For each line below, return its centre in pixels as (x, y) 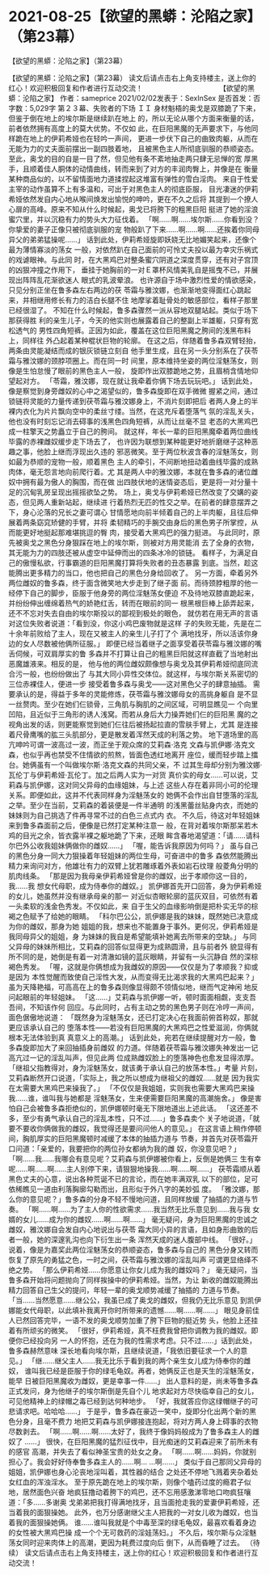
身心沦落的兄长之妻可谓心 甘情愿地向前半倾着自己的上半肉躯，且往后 (137, 512)
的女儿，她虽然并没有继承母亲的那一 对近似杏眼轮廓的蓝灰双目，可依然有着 (133, 896)
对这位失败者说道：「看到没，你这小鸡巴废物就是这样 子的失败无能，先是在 (131, 623)
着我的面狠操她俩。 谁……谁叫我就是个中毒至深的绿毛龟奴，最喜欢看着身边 (133, 1522)
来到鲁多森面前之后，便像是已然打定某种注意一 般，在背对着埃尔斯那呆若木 (133, 825)
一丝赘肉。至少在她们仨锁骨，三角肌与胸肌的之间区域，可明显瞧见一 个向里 (133, 704)
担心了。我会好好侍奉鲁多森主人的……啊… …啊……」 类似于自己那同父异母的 (135, 1461)
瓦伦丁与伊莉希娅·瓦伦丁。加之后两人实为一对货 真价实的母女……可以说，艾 (133, 775)
